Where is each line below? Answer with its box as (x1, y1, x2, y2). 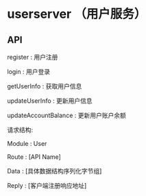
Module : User (7, 140, 47, 147)
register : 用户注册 (7, 53, 58, 61)
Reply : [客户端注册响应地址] (7, 182, 87, 189)
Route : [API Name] (7, 153, 62, 161)
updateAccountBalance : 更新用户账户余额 (7, 111, 127, 119)
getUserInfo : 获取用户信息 (7, 82, 82, 90)
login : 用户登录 (7, 68, 50, 75)
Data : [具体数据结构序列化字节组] (7, 167, 102, 175)
